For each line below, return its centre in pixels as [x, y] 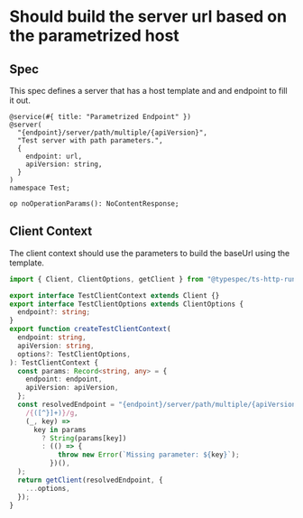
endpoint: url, [54, 156]
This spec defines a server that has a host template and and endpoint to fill [148, 91]
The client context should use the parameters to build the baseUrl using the [150, 253]
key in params [60, 430]
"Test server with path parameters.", [91, 141]
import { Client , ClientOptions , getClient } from [106, 279]
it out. [20, 100]
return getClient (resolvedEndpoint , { [91, 480]
